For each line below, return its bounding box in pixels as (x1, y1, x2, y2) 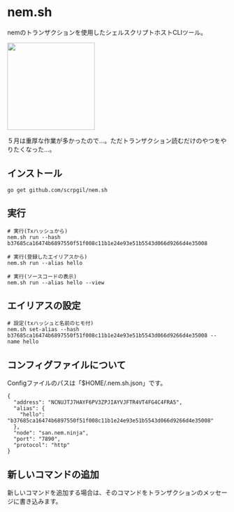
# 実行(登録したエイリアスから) (7, 253, 88, 261)
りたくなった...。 (7, 145, 56, 154)
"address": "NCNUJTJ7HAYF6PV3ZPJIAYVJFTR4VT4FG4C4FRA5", (13, 399, 183, 406)
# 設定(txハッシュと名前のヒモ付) (7, 320, 94, 327)
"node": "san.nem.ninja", (13, 430, 89, 437)
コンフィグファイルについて (7, 359, 126, 371)
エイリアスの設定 (7, 300, 81, 312)
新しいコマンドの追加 (7, 469, 99, 481)
